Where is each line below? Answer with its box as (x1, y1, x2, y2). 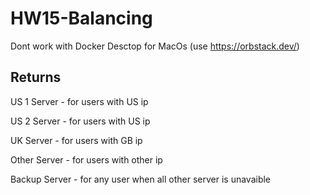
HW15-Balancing (10, 7, 153, 30)
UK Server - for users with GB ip (10, 134, 143, 146)
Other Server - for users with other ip (10, 153, 163, 166)
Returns (10, 69, 62, 86)
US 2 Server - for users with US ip (10, 115, 151, 127)
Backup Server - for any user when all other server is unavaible (10, 173, 272, 185)
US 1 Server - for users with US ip (10, 95, 149, 107)
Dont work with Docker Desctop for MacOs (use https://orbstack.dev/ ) (10, 40, 300, 52)
